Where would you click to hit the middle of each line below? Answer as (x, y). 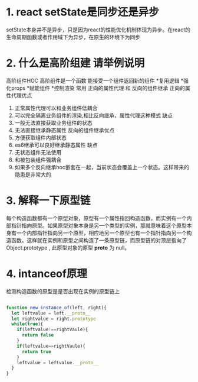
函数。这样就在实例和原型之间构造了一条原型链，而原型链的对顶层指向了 (99, 240)
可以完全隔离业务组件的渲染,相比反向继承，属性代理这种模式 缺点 (93, 115)
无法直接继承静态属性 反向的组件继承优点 (65, 130)
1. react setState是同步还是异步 (82, 12)
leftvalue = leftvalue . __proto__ (58, 362)
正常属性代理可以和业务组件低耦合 (56, 108)
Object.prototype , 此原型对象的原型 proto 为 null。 (68, 247)
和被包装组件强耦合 (38, 160)
